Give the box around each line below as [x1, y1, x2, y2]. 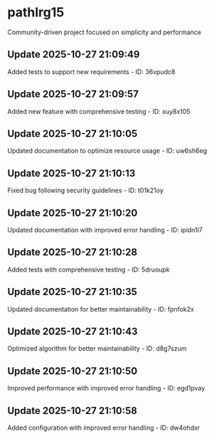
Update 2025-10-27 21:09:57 [7, 88, 139, 100]
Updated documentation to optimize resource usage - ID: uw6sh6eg [7, 147, 208, 155]
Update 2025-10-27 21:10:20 [7, 207, 138, 219]
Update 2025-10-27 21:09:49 [7, 48, 140, 61]
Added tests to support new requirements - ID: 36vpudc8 [7, 67, 176, 76]
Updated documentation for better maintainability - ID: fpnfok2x [7, 304, 194, 314]
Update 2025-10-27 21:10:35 [7, 286, 137, 298]
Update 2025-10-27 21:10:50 [7, 365, 138, 377]
